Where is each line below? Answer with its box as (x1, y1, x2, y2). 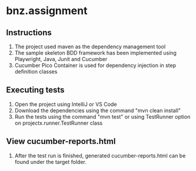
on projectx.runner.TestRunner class (14, 119, 103, 126)
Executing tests (6, 85, 65, 95)
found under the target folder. (14, 158, 87, 165)
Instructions (6, 28, 52, 38)
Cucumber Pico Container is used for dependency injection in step (14, 62, 177, 69)
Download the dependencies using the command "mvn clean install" (14, 107, 181, 114)
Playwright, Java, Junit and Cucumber (14, 56, 108, 62)
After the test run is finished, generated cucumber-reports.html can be (14, 152, 186, 159)
